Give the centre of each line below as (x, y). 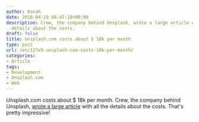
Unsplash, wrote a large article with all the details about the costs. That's (95, 106)
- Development (24, 72)
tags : (13, 67)
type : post (20, 45)
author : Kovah (24, 12)
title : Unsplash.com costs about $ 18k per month (69, 39)
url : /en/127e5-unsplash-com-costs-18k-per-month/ (70, 50)
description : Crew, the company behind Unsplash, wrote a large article (98, 23)
